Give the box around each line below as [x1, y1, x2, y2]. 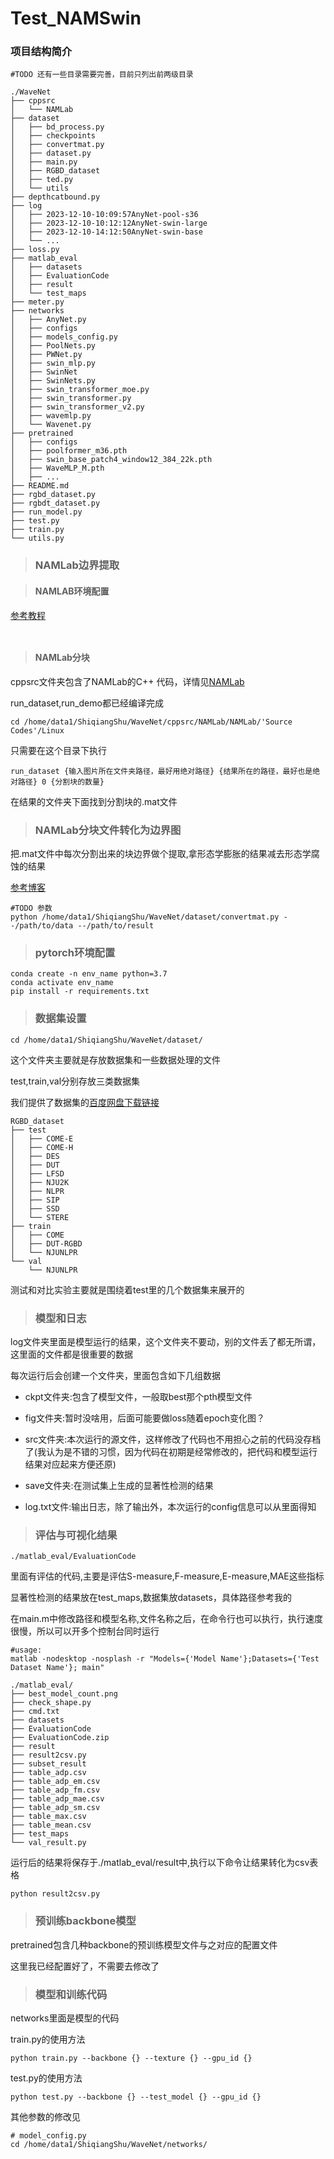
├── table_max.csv [10, 1812, 87, 1822]
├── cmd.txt [10, 1707, 60, 1717]
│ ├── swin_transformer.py [10, 393, 132, 404]
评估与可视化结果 [34, 1528, 118, 1542]
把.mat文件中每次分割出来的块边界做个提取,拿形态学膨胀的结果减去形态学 [10, 848, 312, 860]
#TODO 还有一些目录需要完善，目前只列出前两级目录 [10, 70, 194, 80]
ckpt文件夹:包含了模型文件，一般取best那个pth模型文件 [24, 1391, 253, 1402]
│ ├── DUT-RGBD [10, 1238, 83, 1249]
